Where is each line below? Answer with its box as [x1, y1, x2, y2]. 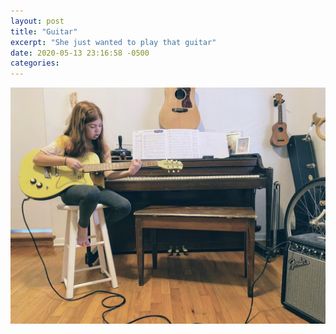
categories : [10, 58, 60, 69]
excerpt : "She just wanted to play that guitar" [10, 37, 217, 47]
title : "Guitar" [10, 26, 78, 37]
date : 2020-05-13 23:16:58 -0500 [10, 48, 150, 58]
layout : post [10, 16, 65, 26]
